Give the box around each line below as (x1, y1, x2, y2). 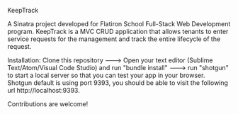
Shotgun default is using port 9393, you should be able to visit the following (7, 79, 229, 87)
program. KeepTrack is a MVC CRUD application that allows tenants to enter (7, 28, 229, 35)
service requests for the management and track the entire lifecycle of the (7, 35, 221, 43)
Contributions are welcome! (7, 100, 89, 108)
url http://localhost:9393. (7, 86, 80, 94)
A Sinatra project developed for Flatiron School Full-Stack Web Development (7, 20, 231, 28)
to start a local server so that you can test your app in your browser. (7, 71, 205, 79)
